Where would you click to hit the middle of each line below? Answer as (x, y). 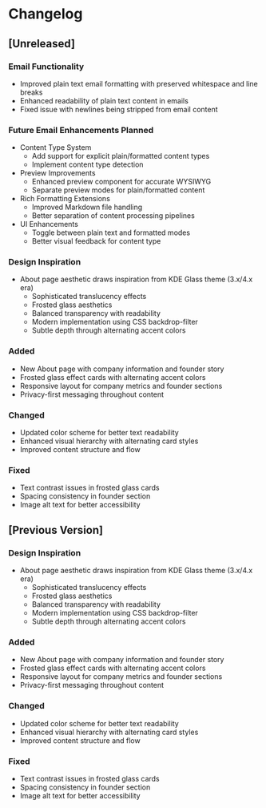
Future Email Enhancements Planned (81, 130)
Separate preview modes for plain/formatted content (118, 190)
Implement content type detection (87, 164)
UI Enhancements (49, 224)
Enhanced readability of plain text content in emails (104, 100)
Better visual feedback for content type (96, 241)
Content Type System (56, 147)
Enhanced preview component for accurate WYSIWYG (121, 182)
